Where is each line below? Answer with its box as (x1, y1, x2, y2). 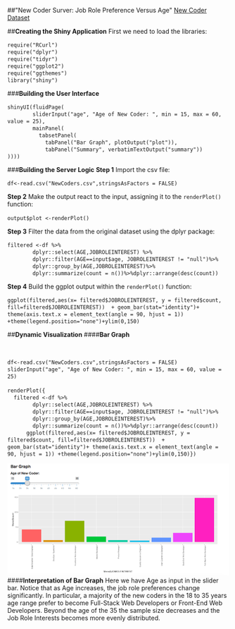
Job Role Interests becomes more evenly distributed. (7, 613, 160, 622)
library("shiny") (7, 77, 58, 84)
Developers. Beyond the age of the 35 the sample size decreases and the (7, 606, 220, 614)
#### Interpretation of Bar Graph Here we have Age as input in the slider (7, 576, 220, 585)
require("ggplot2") (7, 63, 65, 70)
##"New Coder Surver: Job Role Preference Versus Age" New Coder (7, 6, 208, 14)
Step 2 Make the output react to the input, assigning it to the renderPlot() (7, 193, 222, 200)
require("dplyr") (7, 49, 58, 56)
